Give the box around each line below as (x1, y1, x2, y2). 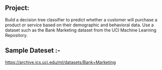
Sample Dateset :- (5, 46, 60, 55)
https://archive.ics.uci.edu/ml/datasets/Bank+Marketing (5, 59, 116, 65)
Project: (5, 4, 29, 12)
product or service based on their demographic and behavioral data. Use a (5, 22, 154, 28)
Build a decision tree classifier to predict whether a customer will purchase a (5, 17, 158, 22)
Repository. (5, 32, 28, 38)
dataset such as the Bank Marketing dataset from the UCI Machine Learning (5, 27, 157, 33)
